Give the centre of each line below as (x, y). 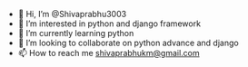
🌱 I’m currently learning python (76, 33)
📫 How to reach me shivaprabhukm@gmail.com (109, 53)
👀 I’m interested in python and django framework (109, 24)
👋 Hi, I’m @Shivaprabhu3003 (72, 14)
